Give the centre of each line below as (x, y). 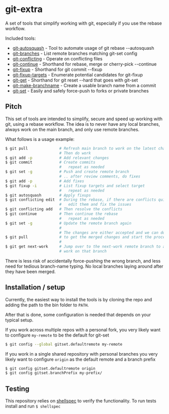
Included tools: (21, 38)
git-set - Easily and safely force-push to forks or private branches (81, 91)
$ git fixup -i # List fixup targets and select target (75, 186)
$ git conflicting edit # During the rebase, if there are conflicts (81, 200)
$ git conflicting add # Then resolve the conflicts (64, 209)
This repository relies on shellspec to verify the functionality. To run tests (81, 401)
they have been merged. (31, 271)
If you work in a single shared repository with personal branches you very (81, 354)
